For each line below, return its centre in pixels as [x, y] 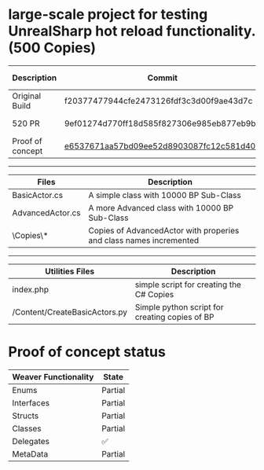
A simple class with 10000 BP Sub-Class [165, 195]
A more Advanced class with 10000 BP [161, 207]
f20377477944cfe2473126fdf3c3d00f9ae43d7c [158, 101]
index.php [31, 289]
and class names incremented [144, 240]
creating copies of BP [174, 317]
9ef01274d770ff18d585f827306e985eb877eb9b [160, 123]
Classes [27, 428]
